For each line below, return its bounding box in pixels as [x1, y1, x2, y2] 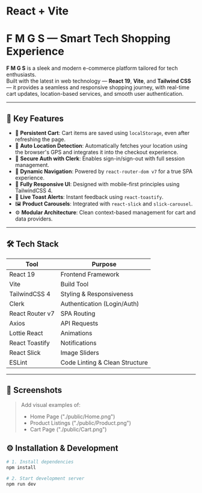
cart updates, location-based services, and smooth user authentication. [6, 90, 184, 98]
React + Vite [6, 4, 69, 18]
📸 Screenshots [6, 385, 63, 395]
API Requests [60, 319, 99, 327]
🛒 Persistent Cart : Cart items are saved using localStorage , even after [14, 129, 190, 136]
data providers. [14, 215, 53, 222]
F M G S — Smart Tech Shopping [6, 32, 171, 46]
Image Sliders [60, 348, 99, 357]
